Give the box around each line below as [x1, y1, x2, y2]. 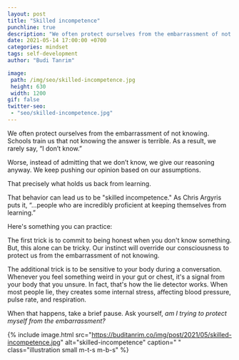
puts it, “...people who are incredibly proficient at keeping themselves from [7, 200, 227, 209]
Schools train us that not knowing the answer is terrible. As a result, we [7, 136, 216, 145]
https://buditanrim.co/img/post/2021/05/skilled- [91, 330, 232, 339]
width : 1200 [10, 90, 46, 97]
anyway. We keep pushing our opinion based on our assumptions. [7, 165, 201, 174]
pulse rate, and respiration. [7, 295, 87, 304]
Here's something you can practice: [7, 222, 113, 230]
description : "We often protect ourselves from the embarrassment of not [7, 30, 232, 38]
